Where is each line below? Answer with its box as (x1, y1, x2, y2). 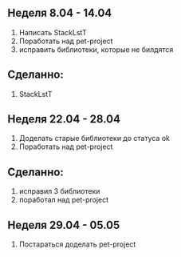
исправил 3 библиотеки (18, 187, 100, 196)
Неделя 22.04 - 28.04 (7, 112, 121, 126)
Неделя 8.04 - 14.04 (7, 6, 112, 20)
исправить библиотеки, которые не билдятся (18, 44, 174, 54)
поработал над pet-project (18, 195, 109, 205)
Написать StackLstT (18, 27, 87, 37)
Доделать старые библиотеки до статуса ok (18, 134, 171, 143)
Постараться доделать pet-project (18, 239, 136, 249)
